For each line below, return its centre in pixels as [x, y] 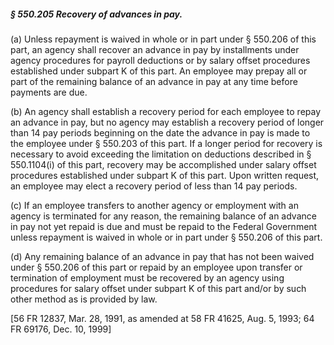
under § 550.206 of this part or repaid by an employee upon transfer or [156, 267]
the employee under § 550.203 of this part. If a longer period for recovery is [166, 143]
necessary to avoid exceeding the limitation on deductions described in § [161, 154]
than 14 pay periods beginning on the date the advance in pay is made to [160, 132]
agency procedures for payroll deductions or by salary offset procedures [160, 60]
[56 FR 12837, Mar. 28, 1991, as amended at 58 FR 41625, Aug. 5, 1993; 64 [162, 318]
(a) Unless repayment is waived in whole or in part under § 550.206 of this [163, 39]
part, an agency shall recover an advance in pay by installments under [155, 49]
